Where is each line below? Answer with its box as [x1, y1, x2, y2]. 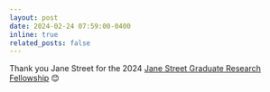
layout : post [9, 13, 59, 23]
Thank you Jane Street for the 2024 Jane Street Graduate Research [9, 63, 262, 74]
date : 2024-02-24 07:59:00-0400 [9, 22, 131, 31]
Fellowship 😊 [9, 73, 61, 84]
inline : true [9, 30, 59, 39]
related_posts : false [9, 38, 91, 48]
